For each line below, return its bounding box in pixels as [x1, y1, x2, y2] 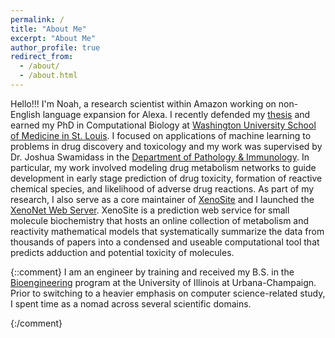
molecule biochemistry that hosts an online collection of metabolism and [10, 214, 310, 226]
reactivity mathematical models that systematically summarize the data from [10, 225, 325, 237]
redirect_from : [10, 52, 74, 62]
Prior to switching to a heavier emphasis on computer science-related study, [10, 287, 326, 299]
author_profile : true [10, 42, 101, 53]
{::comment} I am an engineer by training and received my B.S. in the [10, 266, 295, 278]
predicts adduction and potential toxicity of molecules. [10, 246, 235, 258]
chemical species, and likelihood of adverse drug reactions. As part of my [10, 182, 315, 195]
